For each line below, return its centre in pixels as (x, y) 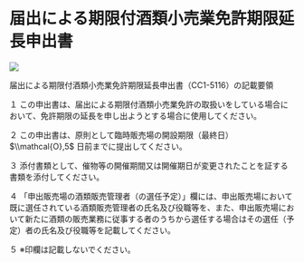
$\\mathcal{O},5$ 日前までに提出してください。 (98, 146)
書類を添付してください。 (57, 177)
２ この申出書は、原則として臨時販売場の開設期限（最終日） (121, 135)
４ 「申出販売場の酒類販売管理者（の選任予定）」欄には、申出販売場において (151, 196)
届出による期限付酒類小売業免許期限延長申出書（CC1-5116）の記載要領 (142, 85)
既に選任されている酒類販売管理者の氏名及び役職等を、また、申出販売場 (144, 207)
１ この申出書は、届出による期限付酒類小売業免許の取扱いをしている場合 (145, 104)
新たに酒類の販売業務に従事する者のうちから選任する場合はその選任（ (156, 219)
